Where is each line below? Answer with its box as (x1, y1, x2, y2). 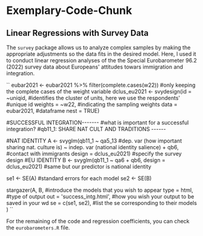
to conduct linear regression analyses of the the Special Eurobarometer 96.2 (6, 57, 197, 64)
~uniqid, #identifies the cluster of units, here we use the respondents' (6, 95, 181, 101)
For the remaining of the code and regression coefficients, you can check (6, 218, 190, 224)
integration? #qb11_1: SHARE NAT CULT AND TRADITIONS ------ (6, 126, 167, 132)
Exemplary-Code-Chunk (6, 4, 132, 18)
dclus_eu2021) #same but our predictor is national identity (6, 163, 151, 170)
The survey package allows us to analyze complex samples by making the (6, 44, 191, 51)
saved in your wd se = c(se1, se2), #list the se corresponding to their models (6, 200, 197, 206)
